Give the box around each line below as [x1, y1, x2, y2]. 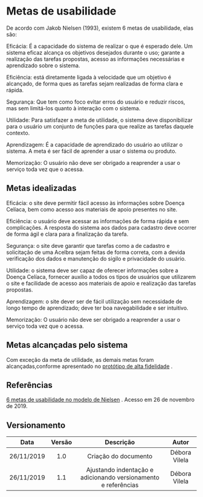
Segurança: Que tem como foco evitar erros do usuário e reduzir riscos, [6, 98, 185, 105]
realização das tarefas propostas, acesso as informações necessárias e [6, 55, 185, 62]
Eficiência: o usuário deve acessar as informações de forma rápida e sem [6, 217, 189, 225]
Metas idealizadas [6, 183, 77, 193]
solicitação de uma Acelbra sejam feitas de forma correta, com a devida [6, 248, 185, 256]
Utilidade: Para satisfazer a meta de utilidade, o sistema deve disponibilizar [6, 116, 193, 124]
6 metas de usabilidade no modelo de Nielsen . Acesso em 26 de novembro [6, 396, 195, 404]
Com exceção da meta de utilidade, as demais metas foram [6, 356, 154, 363]
